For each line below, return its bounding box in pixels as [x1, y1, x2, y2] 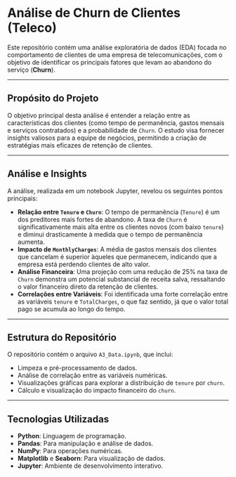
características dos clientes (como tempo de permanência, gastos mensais [7, 118, 225, 127]
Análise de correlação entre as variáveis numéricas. [17, 371, 168, 380]
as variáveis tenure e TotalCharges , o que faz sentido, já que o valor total [17, 297, 228, 306]
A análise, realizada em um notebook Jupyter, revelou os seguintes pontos [7, 186, 223, 195]
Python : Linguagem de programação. [17, 432, 126, 440]
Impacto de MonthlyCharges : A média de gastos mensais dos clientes [17, 244, 217, 254]
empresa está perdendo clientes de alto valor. [17, 260, 150, 268]
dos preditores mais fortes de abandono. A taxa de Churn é [17, 215, 188, 223]
